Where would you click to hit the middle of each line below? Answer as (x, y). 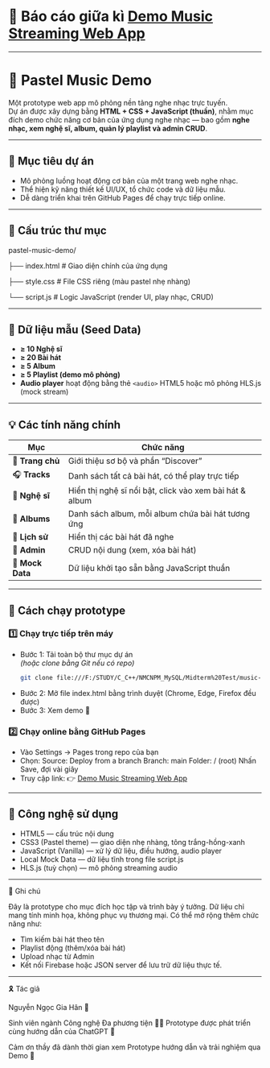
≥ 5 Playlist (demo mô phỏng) (70, 375)
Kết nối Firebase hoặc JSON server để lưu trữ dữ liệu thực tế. (121, 965)
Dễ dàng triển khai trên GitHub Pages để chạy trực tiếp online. (123, 197)
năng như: (25, 923)
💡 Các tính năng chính (65, 425)
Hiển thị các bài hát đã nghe (121, 537)
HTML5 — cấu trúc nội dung (67, 834)
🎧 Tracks (31, 474)
